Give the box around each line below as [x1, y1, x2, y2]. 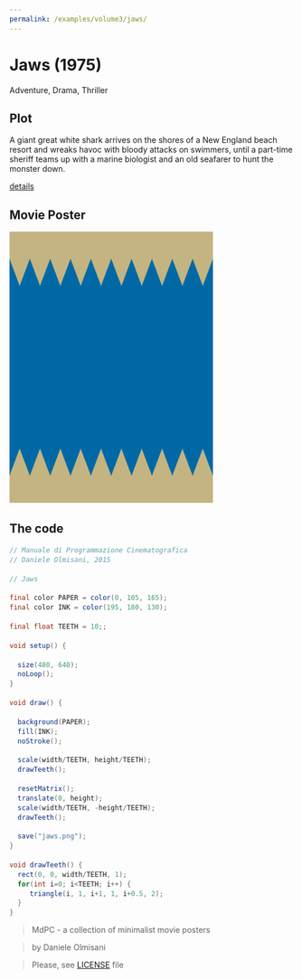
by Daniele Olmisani [31, 942, 106, 953]
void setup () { [9, 641, 67, 650]
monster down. [9, 164, 66, 174]
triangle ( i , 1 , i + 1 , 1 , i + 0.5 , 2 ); [29, 889, 165, 899]
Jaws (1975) [9, 54, 102, 75]
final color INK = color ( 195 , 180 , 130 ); [9, 603, 168, 612]
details [9, 181, 34, 192]
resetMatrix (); [17, 784, 75, 793]
